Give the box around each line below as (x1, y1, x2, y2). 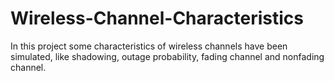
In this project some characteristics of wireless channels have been (10, 40, 288, 52)
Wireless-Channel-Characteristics (10, 7, 304, 30)
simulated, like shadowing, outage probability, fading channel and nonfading (10, 50, 325, 62)
